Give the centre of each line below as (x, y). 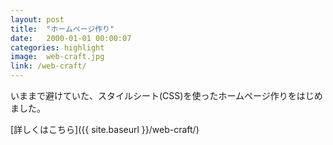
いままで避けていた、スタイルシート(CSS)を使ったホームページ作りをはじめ (166, 95)
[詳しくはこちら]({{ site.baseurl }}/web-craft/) (105, 129)
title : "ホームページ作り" (62, 29)
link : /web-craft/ (48, 66)
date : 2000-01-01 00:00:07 (71, 38)
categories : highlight (57, 47)
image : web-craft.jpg (57, 57)
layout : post (37, 19)
